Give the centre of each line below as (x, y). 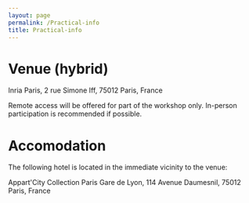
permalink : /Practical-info (54, 23)
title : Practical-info (45, 30)
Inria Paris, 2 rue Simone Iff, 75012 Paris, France (85, 90)
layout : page (29, 15)
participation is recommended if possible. (75, 114)
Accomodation (57, 145)
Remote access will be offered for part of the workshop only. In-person (123, 106)
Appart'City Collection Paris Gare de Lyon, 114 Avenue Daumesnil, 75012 (125, 183)
